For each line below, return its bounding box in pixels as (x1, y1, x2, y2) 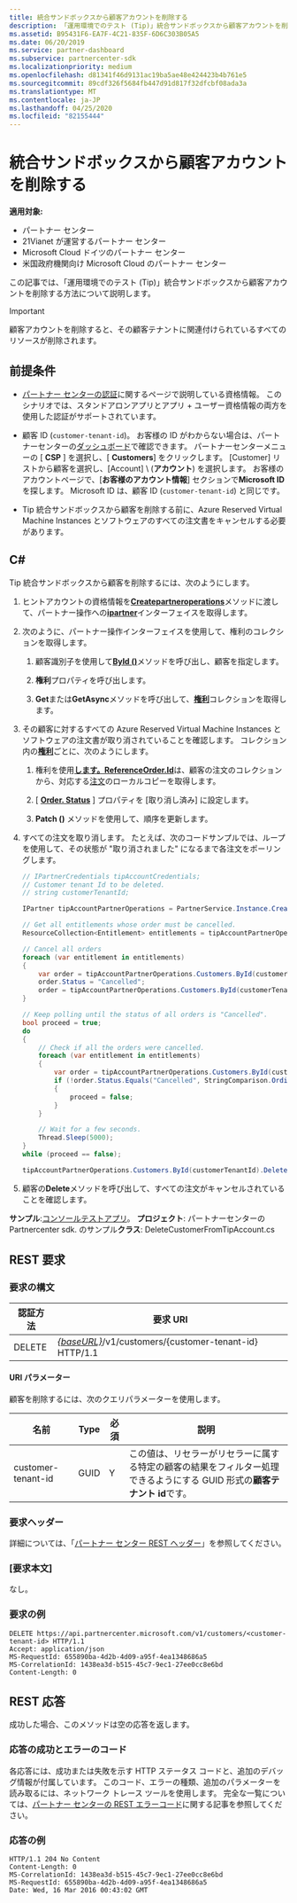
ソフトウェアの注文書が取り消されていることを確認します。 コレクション (21, 734, 287, 745)
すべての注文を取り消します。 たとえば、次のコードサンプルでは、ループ (21, 832, 286, 842)
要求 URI (153, 1313, 188, 1326)
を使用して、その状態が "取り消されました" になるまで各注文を (21, 843, 250, 854)
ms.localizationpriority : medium (9, 63, 133, 72)
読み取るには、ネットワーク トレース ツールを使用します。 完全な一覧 (9, 1788, 263, 1798)
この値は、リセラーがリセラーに (128, 1447, 263, 1460)
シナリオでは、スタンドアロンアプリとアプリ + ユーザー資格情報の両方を (21, 400, 287, 411)
